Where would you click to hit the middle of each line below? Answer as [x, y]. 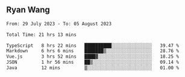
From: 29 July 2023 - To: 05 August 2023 [59, 23]
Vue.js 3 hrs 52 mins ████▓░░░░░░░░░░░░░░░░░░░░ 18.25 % [93, 57]
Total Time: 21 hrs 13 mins [42, 35]
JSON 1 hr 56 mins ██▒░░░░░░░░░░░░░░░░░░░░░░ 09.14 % [93, 63]
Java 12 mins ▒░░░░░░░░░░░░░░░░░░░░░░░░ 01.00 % [93, 68]
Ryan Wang [28, 10]
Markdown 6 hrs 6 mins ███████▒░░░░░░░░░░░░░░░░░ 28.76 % [93, 51]
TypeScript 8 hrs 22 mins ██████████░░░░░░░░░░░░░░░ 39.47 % [93, 45]
